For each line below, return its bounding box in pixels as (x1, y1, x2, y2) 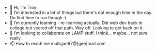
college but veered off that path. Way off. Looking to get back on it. (9, 25, 144, 31)
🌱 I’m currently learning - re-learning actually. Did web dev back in (9, 20, 142, 25)
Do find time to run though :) (9, 15, 66, 20)
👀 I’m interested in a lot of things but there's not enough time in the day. (9, 10, 153, 15)
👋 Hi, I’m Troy (9, 5, 37, 10)
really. (9, 35, 22, 41)
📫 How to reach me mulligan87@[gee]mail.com (9, 41, 106, 46)
